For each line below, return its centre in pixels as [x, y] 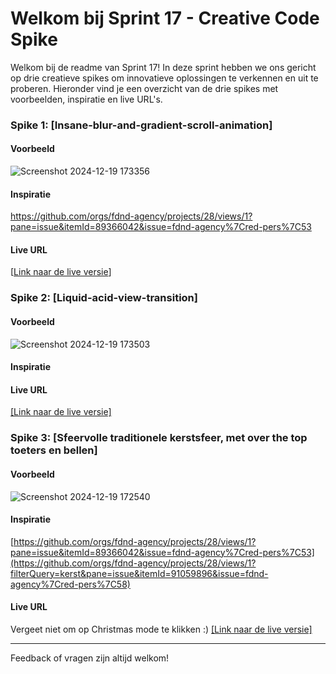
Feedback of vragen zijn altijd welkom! [90, 658]
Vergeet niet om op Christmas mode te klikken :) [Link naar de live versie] [161, 629]
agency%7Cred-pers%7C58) [70, 584]
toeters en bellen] [54, 450]
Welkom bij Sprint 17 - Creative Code [165, 18]
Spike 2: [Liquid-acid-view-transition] [104, 298]
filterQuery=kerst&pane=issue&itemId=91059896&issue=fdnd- [139, 573]
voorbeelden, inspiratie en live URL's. [86, 99]
